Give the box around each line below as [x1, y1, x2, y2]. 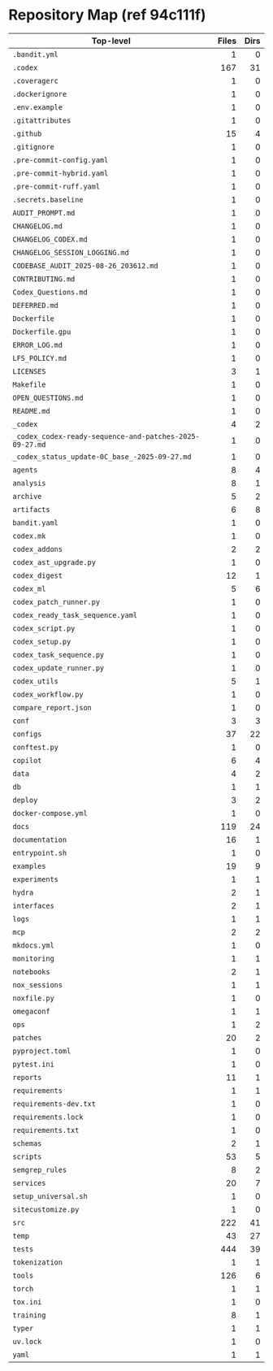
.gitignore [12, 142, 54, 151]
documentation [12, 835, 67, 844]
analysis [12, 478, 46, 488]
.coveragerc [12, 76, 59, 85]
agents [12, 465, 38, 475]
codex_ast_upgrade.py [12, 558, 96, 566]
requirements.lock [12, 1112, 84, 1122]
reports [12, 1073, 42, 1082]
